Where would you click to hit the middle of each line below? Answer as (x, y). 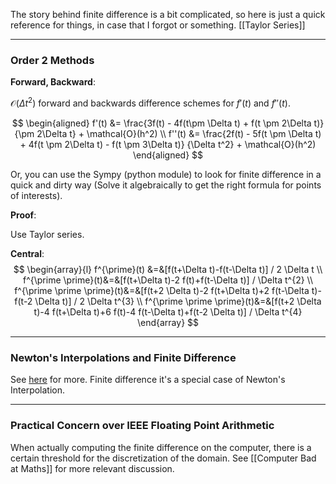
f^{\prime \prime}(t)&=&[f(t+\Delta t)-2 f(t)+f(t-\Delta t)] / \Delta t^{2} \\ (168, 280)
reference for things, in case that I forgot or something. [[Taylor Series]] (158, 25)
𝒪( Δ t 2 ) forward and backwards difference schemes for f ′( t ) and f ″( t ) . (150, 102)
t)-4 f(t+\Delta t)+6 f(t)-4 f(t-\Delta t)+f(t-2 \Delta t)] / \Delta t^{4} (168, 311)
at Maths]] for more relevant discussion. (92, 468)
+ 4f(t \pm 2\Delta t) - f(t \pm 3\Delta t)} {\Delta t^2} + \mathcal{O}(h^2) (168, 144)
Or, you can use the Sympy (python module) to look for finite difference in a (166, 174)
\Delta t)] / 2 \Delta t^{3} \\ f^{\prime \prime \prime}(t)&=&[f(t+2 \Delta (178, 301)
